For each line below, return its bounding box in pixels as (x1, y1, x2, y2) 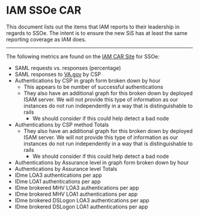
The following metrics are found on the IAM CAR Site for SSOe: (6, 53, 160, 60)
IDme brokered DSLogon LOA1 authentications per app (14, 203, 148, 210)
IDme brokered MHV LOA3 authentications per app (14, 184, 139, 191)
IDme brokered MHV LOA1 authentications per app (14, 190, 138, 198)
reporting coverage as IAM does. (6, 36, 86, 43)
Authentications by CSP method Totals (14, 121, 109, 128)
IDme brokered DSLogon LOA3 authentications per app (14, 196, 150, 204)
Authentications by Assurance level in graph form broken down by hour (14, 158, 190, 166)
